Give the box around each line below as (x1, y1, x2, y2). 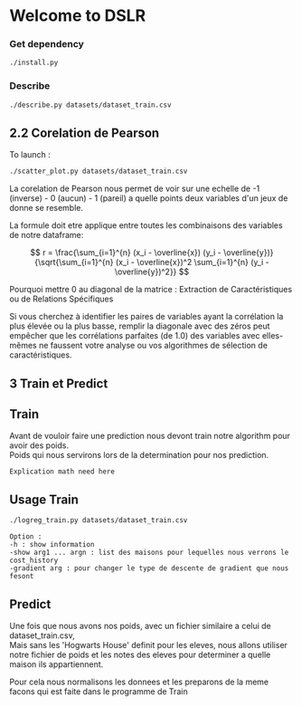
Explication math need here (9, 467, 116, 476)
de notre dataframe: (9, 230, 84, 241)
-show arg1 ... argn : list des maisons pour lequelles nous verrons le (9, 549, 289, 558)
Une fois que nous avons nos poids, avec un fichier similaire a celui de (9, 620, 271, 631)
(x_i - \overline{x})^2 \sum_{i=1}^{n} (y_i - (115, 257, 269, 268)
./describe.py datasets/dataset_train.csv (9, 100, 172, 110)
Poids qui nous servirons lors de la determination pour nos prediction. (9, 450, 269, 461)
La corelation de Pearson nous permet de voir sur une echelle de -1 (9, 183, 260, 195)
